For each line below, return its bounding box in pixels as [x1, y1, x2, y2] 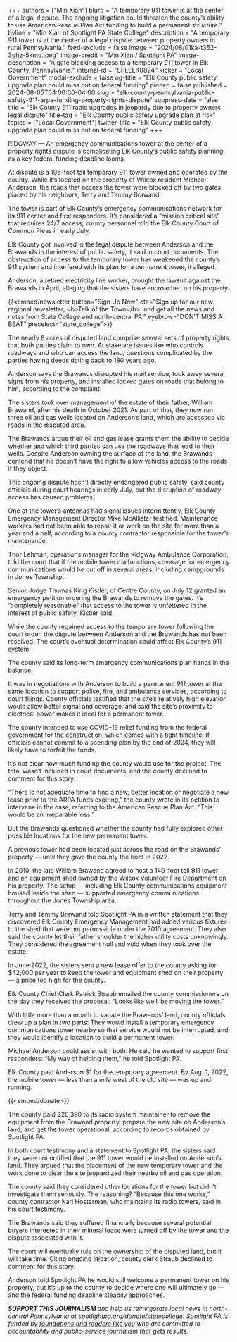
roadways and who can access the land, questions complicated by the [8, 349, 212, 356]
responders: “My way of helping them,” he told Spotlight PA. [8, 1055, 182, 1062]
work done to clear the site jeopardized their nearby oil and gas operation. [8, 1169, 223, 1177]
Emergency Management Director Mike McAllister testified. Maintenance [8, 514, 219, 522]
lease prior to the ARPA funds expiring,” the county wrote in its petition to [8, 795, 220, 804]
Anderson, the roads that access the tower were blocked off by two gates [8, 183, 222, 191]
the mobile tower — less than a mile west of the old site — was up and [8, 1076, 212, 1083]
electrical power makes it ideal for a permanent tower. [8, 709, 165, 718]
